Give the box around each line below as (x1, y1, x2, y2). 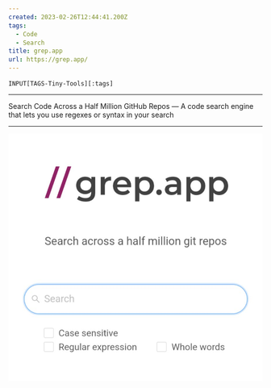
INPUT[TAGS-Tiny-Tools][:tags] (8, 80, 114, 88)
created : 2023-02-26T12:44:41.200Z (8, 13, 128, 21)
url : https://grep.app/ (8, 56, 89, 64)
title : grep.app (8, 47, 63, 56)
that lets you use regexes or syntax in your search (8, 110, 175, 119)
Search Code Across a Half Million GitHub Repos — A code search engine (8, 102, 254, 111)
